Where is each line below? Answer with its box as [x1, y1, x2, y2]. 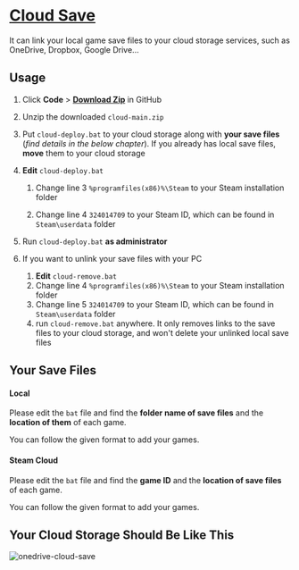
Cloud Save [9, 5, 96, 26]
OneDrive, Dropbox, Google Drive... [9, 44, 140, 54]
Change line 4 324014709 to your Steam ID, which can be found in [35, 209, 275, 220]
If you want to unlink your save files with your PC [21, 253, 203, 264]
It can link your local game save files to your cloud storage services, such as [9, 35, 290, 46]
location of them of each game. [9, 417, 127, 428]
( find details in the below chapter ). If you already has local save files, [21, 138, 277, 148]
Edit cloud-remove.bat [35, 270, 118, 281]
